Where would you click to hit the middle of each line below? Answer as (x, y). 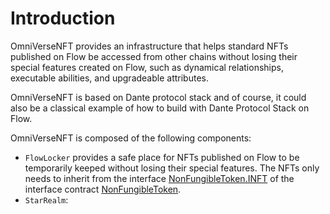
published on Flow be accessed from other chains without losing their (154, 56)
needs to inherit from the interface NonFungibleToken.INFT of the (159, 178)
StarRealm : (46, 199)
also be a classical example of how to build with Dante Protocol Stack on (160, 108)
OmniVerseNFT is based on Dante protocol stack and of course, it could (158, 97)
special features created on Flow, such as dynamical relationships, (147, 67)
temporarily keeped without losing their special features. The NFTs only (172, 168)
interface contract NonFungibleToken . (103, 189)
